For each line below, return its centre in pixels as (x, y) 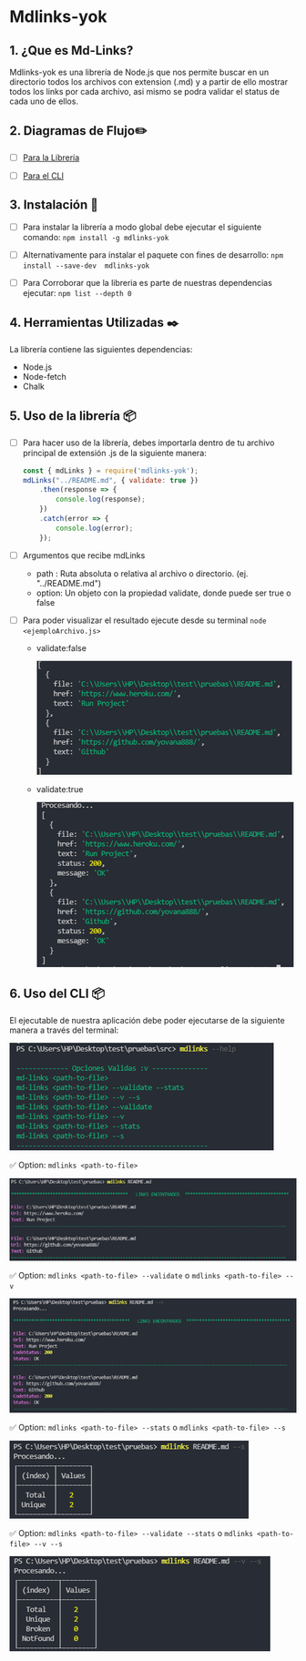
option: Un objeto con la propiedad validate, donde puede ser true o (163, 593)
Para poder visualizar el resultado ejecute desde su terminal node (144, 620)
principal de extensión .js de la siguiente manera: (114, 453)
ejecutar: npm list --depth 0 (77, 292)
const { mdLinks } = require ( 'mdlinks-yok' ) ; (110, 471)
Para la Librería (51, 158)
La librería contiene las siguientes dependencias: (101, 349)
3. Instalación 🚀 (54, 205)
